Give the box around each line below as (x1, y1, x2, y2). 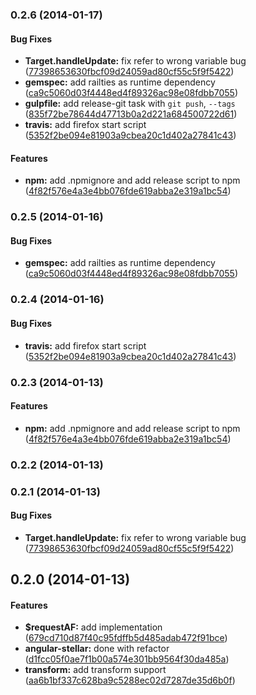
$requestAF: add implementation (24, 621, 163, 633)
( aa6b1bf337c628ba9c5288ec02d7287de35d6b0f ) (24, 674, 236, 687)
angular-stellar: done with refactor (24, 643, 170, 655)
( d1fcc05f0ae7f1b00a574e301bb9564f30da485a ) (24, 653, 230, 665)
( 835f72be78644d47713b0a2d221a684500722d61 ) (24, 108, 238, 120)
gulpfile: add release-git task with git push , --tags (24, 98, 236, 110)
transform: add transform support (24, 664, 167, 676)
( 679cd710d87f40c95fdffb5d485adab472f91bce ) (24, 632, 228, 644)
